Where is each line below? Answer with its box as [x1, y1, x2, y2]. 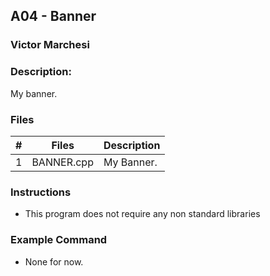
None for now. [24, 255, 84, 268]
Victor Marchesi [10, 38, 90, 52]
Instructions [10, 185, 72, 199]
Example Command [10, 233, 108, 247]
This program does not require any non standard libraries [24, 208, 261, 220]
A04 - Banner [10, 8, 97, 25]
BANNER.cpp [31, 155, 94, 169]
